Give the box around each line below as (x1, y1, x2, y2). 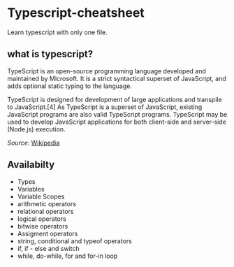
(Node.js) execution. (7, 124, 66, 133)
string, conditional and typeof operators (17, 236, 133, 245)
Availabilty (7, 159, 55, 171)
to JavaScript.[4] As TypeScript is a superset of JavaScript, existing (7, 103, 203, 111)
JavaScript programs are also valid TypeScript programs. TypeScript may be (7, 110, 228, 118)
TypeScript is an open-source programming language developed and (7, 66, 206, 75)
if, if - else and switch (17, 244, 80, 252)
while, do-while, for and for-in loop (17, 252, 118, 260)
